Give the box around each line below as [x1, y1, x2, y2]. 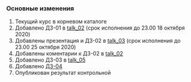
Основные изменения [6, 4, 74, 13]
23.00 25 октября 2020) [14, 43, 76, 51]
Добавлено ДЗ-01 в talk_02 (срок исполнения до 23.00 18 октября [14, 24, 185, 31]
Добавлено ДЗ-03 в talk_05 [14, 56, 86, 64]
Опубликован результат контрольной [14, 69, 111, 77]
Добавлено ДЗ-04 [14, 63, 62, 70]
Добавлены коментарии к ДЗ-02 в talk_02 [14, 50, 123, 57]
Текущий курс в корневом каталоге [14, 18, 107, 25]
